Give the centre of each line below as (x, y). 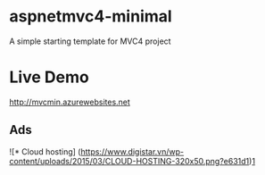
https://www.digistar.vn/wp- (132, 151)
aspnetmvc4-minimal (91, 17)
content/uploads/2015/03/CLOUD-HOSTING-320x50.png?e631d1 (129, 161)
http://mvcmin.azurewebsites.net (70, 102)
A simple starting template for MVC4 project (90, 41)
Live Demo (49, 77)
